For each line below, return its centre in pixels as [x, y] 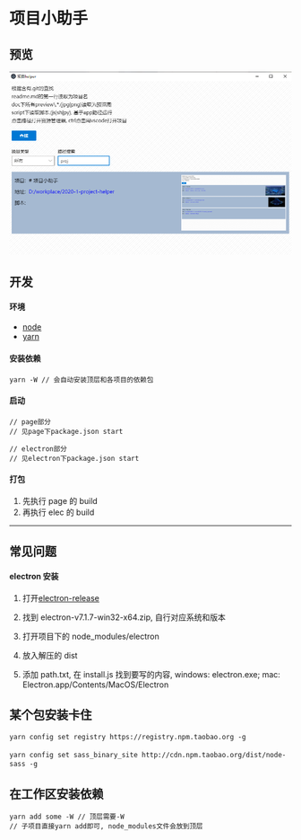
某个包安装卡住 [51, 715]
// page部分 [30, 422]
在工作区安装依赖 [56, 794]
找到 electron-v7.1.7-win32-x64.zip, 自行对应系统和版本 [124, 617]
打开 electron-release [61, 597]
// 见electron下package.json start [74, 458]
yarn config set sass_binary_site [74, 756]
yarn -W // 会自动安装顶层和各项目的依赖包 [82, 380]
